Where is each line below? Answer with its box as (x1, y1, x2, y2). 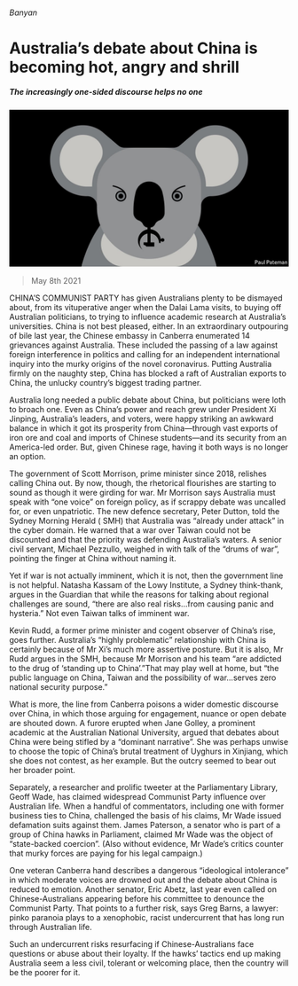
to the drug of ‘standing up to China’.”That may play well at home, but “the (9, 663, 279, 674)
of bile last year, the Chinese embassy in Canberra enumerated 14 (9, 331, 250, 341)
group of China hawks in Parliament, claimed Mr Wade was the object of (9, 829, 273, 840)
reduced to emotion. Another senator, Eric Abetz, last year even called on (9, 884, 278, 895)
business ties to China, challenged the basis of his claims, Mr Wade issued (9, 810, 282, 821)
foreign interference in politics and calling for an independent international (9, 349, 281, 360)
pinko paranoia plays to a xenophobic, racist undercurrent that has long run (9, 912, 285, 923)
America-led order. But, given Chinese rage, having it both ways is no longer (9, 442, 288, 452)
